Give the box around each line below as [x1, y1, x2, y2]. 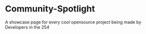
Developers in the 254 [5, 24, 50, 30]
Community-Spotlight [5, 3, 95, 14]
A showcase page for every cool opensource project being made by [5, 19, 142, 25]
